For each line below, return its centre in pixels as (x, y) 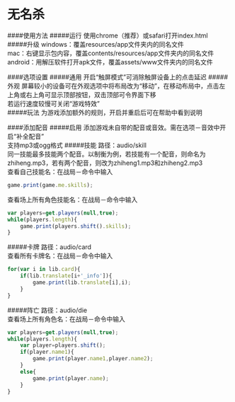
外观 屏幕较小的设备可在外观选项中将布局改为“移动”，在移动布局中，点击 (113, 86)
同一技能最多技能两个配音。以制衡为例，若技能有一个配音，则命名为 (107, 154)
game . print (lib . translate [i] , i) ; (82, 283)
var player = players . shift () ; (63, 345)
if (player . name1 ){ (47, 352)
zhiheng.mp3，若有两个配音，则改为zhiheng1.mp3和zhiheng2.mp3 (105, 163)
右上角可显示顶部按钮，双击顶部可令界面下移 (91, 94)
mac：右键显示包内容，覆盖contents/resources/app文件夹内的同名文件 (111, 53)
